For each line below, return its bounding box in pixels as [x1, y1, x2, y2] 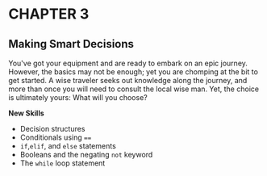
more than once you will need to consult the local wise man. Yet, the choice [8, 84, 260, 94]
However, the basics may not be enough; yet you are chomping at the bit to [8, 67, 258, 77]
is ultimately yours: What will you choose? [8, 93, 148, 102]
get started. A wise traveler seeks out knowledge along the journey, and [8, 76, 248, 85]
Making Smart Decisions [8, 37, 135, 51]
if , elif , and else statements [19, 141, 117, 150]
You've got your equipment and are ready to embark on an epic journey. [8, 58, 248, 68]
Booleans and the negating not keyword [19, 150, 153, 159]
